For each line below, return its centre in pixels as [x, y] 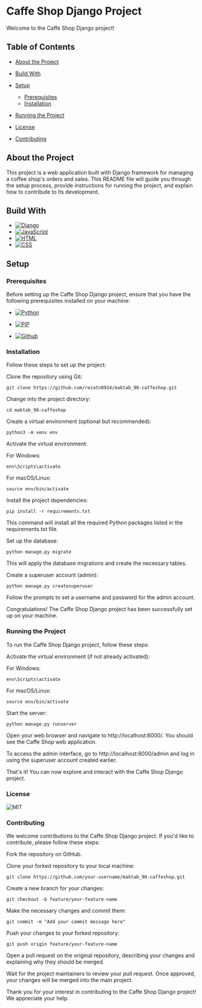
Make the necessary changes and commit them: [66, 911]
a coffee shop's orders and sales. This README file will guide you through [99, 179]
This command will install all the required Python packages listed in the [95, 523]
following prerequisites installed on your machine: [68, 301]
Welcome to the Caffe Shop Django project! [60, 28]
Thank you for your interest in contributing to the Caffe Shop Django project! [101, 992]
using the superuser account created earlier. [62, 760]
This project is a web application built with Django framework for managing [100, 172]
